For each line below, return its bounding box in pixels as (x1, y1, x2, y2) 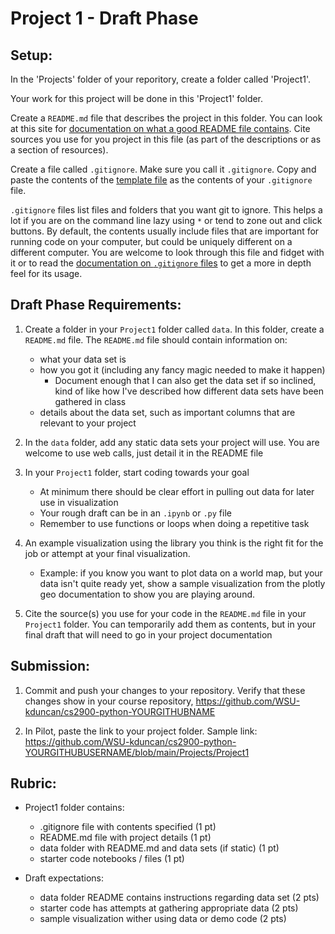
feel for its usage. (10, 268, 83, 279)
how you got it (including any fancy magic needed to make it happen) (39, 363, 326, 376)
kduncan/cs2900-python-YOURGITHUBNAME (24, 705, 216, 717)
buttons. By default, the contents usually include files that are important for (10, 225, 320, 237)
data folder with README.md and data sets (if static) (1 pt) (39, 842, 280, 854)
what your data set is (39, 353, 127, 365)
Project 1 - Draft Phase (10, 7, 199, 30)
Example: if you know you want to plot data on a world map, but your (39, 567, 323, 579)
